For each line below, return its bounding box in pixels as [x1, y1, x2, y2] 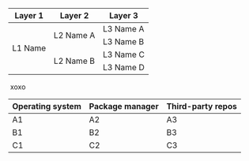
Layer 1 [14, 10, 44, 21]
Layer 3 [109, 10, 138, 21]
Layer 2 [59, 10, 89, 21]
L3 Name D [102, 62, 145, 73]
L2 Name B [54, 55, 95, 66]
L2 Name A [54, 30, 96, 40]
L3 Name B [102, 36, 145, 47]
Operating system [12, 101, 81, 111]
